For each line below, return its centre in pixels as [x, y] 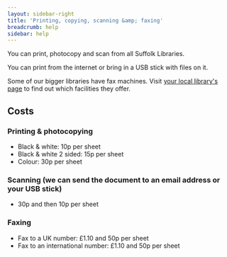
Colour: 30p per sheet [50, 161]
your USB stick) [35, 188]
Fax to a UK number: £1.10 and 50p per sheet [83, 238]
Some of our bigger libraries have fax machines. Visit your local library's [113, 81]
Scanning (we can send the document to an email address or [114, 180]
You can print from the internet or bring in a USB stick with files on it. [108, 67]
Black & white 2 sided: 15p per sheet [71, 154]
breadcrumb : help [33, 27]
